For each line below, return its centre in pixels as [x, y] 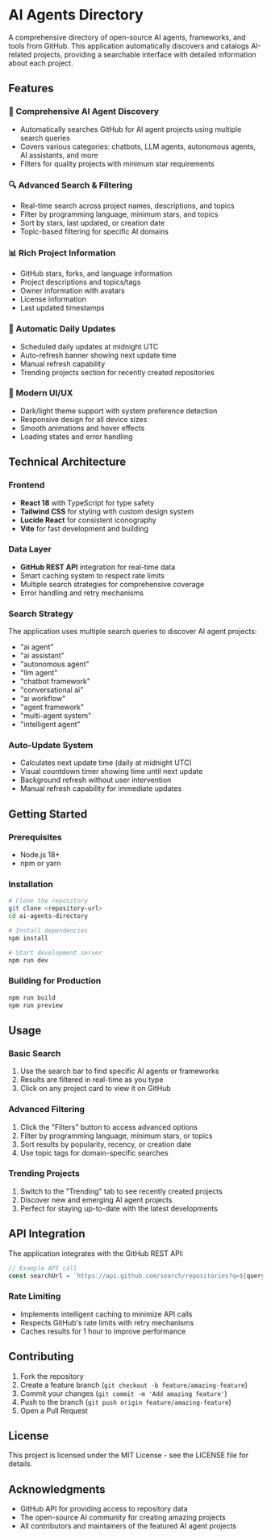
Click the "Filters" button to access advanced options [108, 1127]
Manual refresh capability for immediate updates [101, 789]
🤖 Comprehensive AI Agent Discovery [84, 112]
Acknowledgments [57, 1489]
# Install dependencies [48, 931]
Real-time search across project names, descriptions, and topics [127, 205]
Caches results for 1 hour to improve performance [103, 1331]
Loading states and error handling [76, 436]
